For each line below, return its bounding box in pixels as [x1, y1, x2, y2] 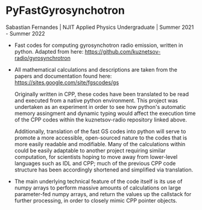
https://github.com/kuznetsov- [84, 48, 161, 55]
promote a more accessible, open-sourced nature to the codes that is [14, 134, 188, 141]
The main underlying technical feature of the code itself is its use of [14, 178, 183, 185]
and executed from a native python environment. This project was [14, 97, 178, 104]
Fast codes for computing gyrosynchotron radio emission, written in [14, 42, 183, 49]
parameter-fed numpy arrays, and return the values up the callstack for [14, 190, 192, 197]
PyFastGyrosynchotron [5, 4, 125, 17]
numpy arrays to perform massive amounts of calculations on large [14, 184, 181, 191]
